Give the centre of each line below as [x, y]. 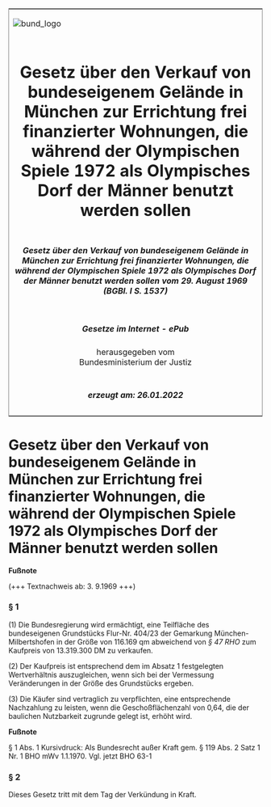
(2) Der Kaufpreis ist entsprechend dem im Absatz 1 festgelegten [116, 665]
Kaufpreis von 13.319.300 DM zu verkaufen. [81, 650]
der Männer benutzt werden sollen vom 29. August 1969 [135, 281]
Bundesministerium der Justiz [135, 362]
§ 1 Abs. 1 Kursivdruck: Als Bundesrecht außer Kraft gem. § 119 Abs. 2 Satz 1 [134, 747]
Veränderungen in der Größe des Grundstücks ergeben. [101, 683]
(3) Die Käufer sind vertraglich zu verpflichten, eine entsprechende [120, 699]
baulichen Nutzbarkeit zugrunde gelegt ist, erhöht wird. [100, 716]
